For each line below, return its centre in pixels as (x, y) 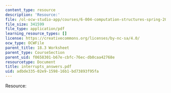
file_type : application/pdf (35, 29)
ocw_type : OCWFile (25, 43)
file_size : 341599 (25, 24)
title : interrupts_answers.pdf (38, 67)
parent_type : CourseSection (35, 52)
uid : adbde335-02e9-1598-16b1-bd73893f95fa (52, 72)
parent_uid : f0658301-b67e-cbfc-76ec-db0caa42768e (60, 57)
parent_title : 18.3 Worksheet (37, 48)
